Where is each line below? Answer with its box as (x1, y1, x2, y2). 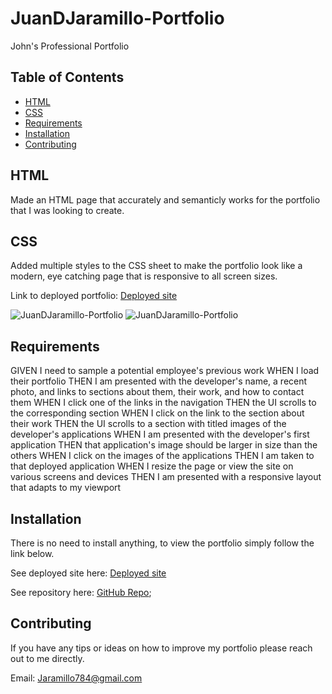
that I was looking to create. (10, 204, 125, 216)
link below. (10, 548, 55, 559)
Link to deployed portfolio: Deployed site (10, 290, 178, 302)
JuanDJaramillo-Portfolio (10, 7, 225, 30)
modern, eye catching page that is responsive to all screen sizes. (10, 270, 278, 282)
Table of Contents (10, 69, 125, 86)
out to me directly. (10, 652, 85, 664)
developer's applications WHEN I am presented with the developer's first (10, 428, 310, 441)
